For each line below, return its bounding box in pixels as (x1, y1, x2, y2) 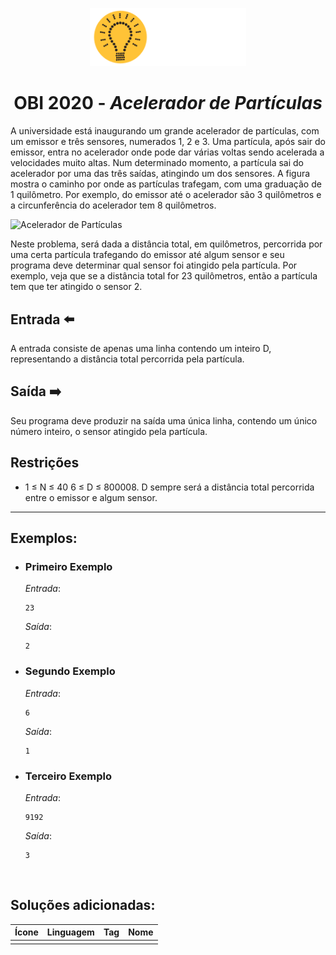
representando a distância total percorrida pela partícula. (10, 353, 245, 365)
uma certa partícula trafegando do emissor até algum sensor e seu (10, 249, 285, 261)
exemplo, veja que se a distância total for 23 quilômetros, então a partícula (10, 270, 318, 282)
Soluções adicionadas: (10, 897, 156, 914)
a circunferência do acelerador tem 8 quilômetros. (10, 199, 217, 212)
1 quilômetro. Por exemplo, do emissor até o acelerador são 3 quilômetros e (10, 189, 322, 201)
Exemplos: (10, 530, 78, 547)
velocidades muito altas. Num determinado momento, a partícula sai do (10, 157, 305, 169)
